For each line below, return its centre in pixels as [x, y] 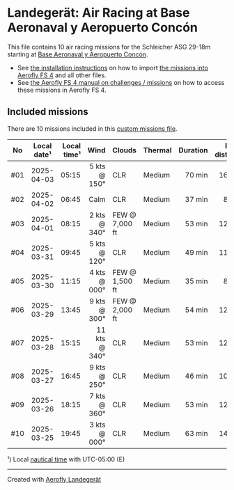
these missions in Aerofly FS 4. [62, 90]
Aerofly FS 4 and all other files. [62, 75]
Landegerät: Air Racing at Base [99, 13]
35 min [196, 281]
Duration [193, 150]
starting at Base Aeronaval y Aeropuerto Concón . [78, 54]
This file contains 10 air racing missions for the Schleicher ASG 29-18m [109, 47]
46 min [196, 376]
